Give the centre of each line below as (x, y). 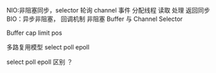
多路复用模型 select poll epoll (48, 47)
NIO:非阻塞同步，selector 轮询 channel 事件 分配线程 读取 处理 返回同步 (108, 10)
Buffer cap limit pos (35, 33)
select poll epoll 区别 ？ (40, 62)
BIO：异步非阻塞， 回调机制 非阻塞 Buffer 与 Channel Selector (94, 19)
